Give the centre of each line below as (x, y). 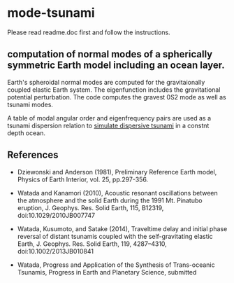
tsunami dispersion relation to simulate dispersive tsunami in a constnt (108, 125)
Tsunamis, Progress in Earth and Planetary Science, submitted (107, 272)
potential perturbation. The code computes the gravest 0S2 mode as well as (117, 97)
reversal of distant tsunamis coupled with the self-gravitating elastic (115, 236)
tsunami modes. (30, 104)
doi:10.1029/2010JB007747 (56, 215)
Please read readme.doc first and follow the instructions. (89, 32)
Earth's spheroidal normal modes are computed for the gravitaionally (106, 82)
